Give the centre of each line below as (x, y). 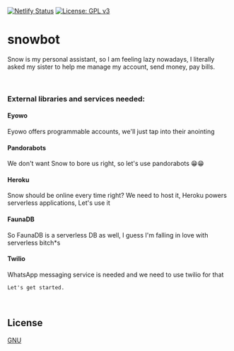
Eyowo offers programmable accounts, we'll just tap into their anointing (111, 132)
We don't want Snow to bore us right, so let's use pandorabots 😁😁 (106, 164)
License (25, 323)
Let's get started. (36, 287)
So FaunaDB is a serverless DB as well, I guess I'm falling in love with (108, 235)
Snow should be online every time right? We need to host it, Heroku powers (117, 196)
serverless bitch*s (34, 243)
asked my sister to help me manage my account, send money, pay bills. (111, 67)
